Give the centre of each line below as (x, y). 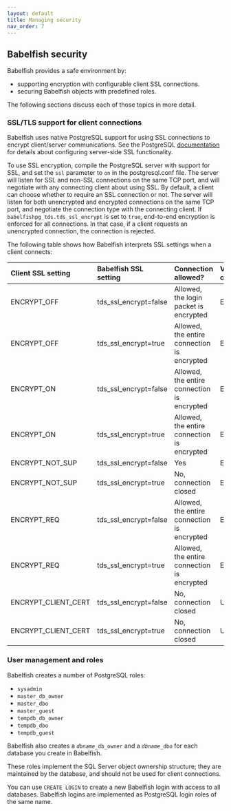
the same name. (30, 801)
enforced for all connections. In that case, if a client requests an (97, 224)
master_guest (36, 711)
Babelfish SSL (121, 269)
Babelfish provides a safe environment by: (67, 71)
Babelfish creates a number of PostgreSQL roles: (76, 675)
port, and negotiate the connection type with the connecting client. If (104, 209)
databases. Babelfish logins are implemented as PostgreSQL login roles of (112, 794)
